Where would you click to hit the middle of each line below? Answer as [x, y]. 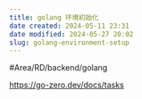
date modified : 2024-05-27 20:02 [71, 34]
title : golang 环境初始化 [54, 17]
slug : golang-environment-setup [69, 42]
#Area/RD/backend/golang [58, 68]
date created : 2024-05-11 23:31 [69, 26]
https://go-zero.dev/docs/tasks [67, 85]
